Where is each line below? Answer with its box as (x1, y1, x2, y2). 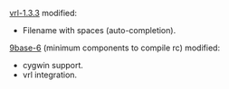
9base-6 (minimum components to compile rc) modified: (9, 42, 220, 53)
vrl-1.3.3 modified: (9, 8, 78, 18)
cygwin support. (22, 60, 84, 70)
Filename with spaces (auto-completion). (22, 25, 177, 35)
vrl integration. (22, 69, 78, 80)
